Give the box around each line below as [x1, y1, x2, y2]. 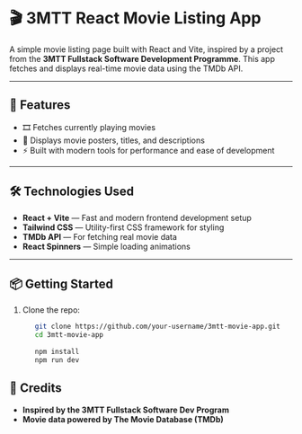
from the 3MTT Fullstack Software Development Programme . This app [9, 53, 276, 64]
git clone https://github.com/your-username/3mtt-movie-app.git [34, 322, 280, 332]
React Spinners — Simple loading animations [22, 241, 191, 252]
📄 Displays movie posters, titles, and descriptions [22, 135, 205, 146]
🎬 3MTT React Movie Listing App [9, 8, 262, 29]
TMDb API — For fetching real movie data [22, 231, 178, 242]
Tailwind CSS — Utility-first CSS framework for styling [22, 222, 225, 233]
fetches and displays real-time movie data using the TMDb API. [9, 63, 244, 74]
